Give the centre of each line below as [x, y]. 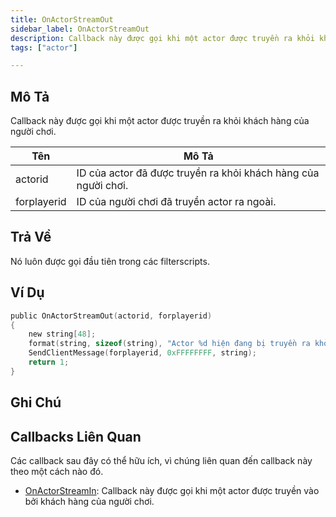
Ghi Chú [36, 402]
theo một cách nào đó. [57, 472]
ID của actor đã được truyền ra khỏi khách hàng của [198, 173]
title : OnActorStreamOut [62, 19]
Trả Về [31, 237]
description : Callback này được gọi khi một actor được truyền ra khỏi [162, 38]
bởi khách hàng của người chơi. [89, 502]
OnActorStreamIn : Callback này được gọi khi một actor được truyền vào [172, 491]
